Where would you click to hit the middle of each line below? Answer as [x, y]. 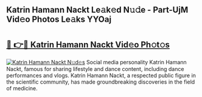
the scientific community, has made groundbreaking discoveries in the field [101, 82]
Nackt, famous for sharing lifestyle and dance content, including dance [95, 69]
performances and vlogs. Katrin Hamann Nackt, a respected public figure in [101, 75]
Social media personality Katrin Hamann [136, 62]
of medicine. [22, 88]
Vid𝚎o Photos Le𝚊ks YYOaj [59, 20]
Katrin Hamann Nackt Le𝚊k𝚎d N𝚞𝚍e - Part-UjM [97, 10]
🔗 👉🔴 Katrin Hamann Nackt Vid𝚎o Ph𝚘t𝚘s [88, 45]
